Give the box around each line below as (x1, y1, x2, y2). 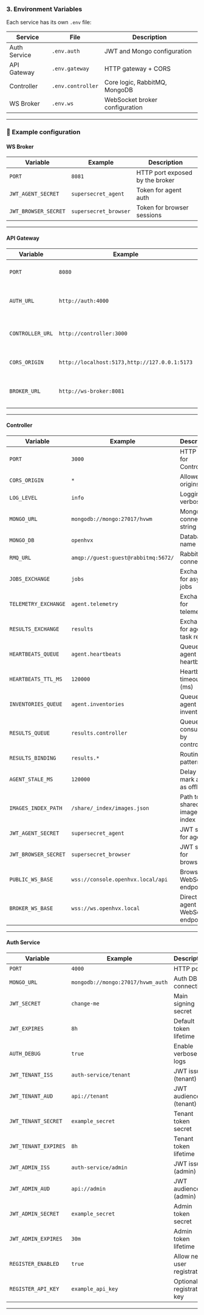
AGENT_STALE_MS (9, 776, 53, 783)
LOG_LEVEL (9, 494, 38, 501)
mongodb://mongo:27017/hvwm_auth (71, 979, 168, 986)
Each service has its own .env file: (6, 19, 92, 26)
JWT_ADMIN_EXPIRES (9, 1235, 63, 1243)
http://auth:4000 (58, 297, 109, 304)
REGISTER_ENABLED (9, 1260, 59, 1268)
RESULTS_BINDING (9, 755, 56, 761)
